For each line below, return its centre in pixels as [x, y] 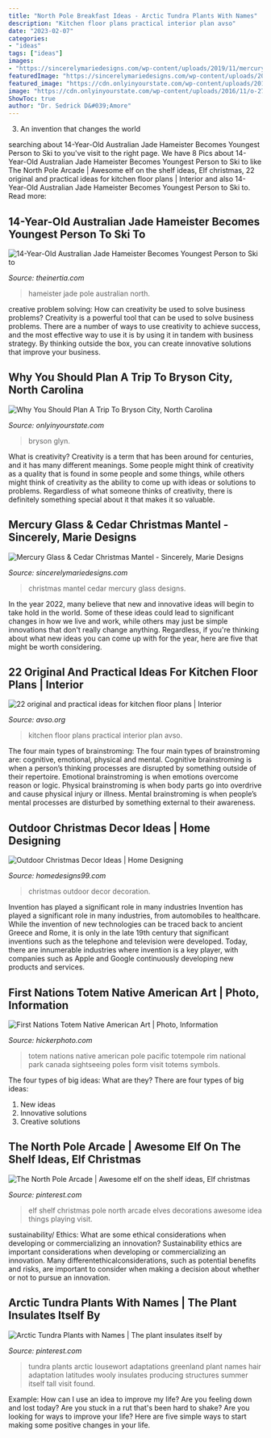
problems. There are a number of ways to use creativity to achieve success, [134, 326]
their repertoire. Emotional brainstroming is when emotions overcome [123, 777]
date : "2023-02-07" [41, 31]
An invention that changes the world [80, 129]
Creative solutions [50, 1121]
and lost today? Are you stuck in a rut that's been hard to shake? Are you [129, 1407]
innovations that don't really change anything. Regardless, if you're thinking [134, 629]
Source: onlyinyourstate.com [56, 425]
